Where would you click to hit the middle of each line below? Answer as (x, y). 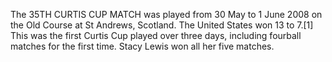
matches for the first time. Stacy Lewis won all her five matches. (142, 46)
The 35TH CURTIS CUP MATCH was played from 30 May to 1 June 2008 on (166, 14)
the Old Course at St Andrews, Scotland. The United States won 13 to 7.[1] (162, 25)
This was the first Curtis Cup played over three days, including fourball (156, 35)
